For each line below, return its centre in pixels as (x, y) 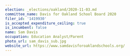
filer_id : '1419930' (26, 19)
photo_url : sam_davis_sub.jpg (36, 41)
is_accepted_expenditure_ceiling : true (46, 23)
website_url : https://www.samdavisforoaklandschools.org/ (65, 46)
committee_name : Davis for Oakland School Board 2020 (61, 14)
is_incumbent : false (26, 28)
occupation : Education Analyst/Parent (44, 37)
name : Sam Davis (21, 32)
